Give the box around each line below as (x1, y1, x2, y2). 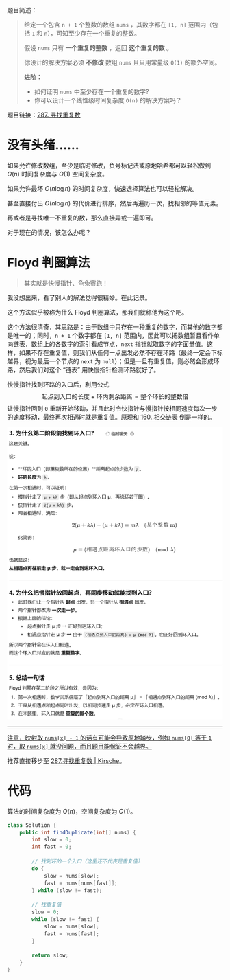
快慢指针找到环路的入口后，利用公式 (7, 380, 110, 388)
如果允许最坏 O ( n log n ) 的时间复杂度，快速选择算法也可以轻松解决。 (7, 184, 199, 192)
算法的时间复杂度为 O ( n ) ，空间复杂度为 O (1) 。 (7, 807, 137, 815)
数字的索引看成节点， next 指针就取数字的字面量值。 (60, 339, 207, 348)
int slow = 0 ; (31, 836, 72, 843)
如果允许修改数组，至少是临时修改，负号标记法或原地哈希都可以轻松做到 (7, 161, 211, 170)
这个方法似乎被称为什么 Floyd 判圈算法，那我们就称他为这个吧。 (7, 308, 188, 316)
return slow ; (31, 952, 69, 959)
